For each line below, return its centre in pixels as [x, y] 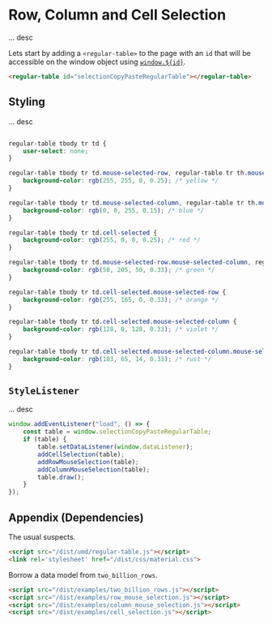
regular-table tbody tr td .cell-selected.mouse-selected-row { [117, 292]
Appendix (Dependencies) [76, 517]
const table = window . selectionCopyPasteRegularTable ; [117, 432]
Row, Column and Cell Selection [117, 15]
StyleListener [44, 391]
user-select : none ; [56, 151]
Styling [27, 102]
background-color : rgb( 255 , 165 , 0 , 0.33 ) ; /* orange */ [121, 299]
